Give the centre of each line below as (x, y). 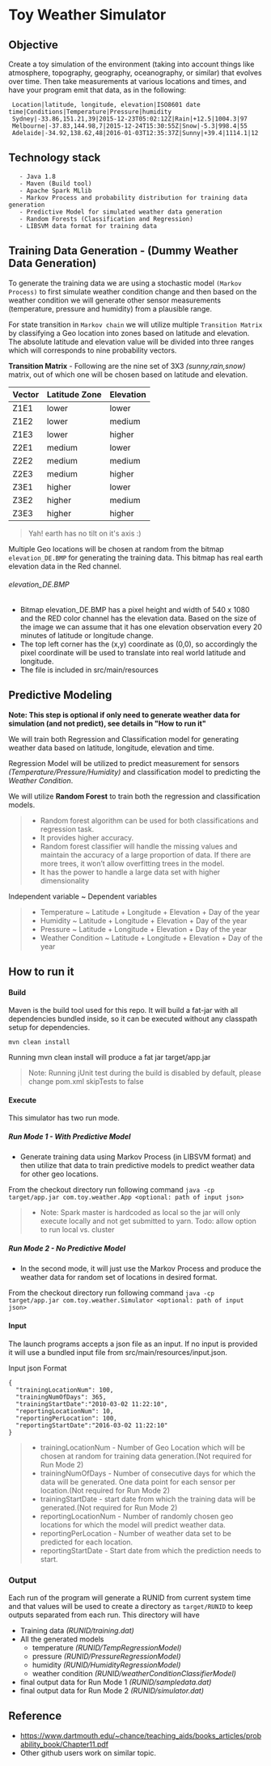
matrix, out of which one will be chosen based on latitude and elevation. (128, 375)
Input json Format (38, 1368)
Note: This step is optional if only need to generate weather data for (125, 714)
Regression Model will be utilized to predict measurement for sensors (124, 763)
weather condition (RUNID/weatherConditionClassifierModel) (134, 1673)
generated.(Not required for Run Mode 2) (109, 1507)
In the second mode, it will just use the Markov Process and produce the (140, 1268)
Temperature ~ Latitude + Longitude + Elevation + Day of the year (150, 912)
